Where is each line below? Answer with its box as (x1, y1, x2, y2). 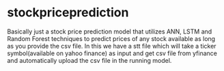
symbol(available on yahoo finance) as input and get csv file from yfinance (7, 49, 217, 57)
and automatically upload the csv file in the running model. (7, 56, 172, 64)
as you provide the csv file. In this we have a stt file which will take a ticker (7, 42, 216, 50)
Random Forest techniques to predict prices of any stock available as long (7, 34, 216, 42)
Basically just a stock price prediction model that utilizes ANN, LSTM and (7, 27, 212, 35)
